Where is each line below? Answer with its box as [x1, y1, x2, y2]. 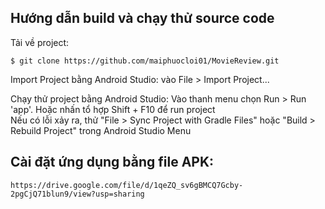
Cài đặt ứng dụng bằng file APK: [10, 154, 215, 171]
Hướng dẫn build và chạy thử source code [10, 10, 275, 27]
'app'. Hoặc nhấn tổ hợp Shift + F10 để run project [10, 103, 216, 115]
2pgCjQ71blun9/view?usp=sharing [10, 189, 145, 199]
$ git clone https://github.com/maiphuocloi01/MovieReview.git [10, 56, 280, 66]
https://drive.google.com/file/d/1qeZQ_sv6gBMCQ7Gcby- [10, 180, 244, 190]
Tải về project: [10, 36, 70, 48]
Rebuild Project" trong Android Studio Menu [10, 124, 192, 136]
